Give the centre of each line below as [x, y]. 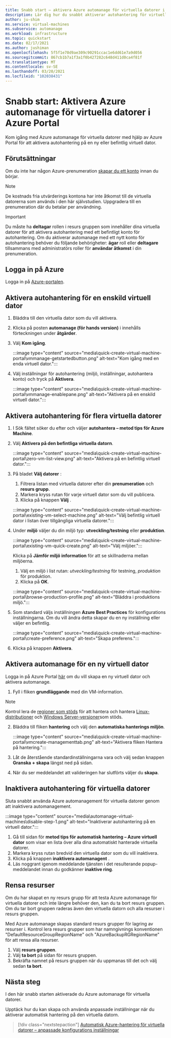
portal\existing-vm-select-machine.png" [55, 515]
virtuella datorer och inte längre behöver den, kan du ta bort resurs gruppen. [85, 903]
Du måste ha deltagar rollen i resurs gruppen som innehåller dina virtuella [83, 227]
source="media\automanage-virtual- [95, 816]
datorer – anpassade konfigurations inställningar [68, 1030]
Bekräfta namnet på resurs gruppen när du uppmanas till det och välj [85, 961]
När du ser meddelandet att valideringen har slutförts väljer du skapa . [86, 772]
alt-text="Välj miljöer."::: [117, 546]
